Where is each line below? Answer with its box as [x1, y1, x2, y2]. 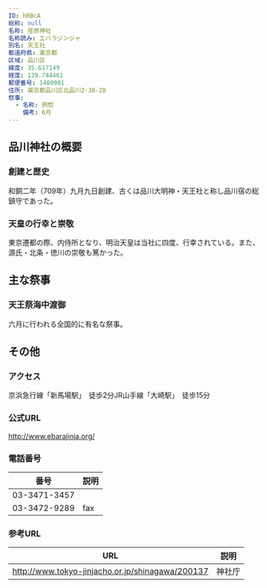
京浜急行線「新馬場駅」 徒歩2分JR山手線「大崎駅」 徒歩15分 [8, 390, 210, 401]
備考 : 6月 [22, 109, 52, 117]
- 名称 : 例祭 [15, 101, 54, 109]
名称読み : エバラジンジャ [8, 34, 82, 42]
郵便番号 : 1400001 [8, 79, 66, 87]
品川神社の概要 [8, 140, 82, 154]
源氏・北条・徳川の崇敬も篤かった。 [8, 248, 128, 257]
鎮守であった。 [8, 195, 58, 205]
